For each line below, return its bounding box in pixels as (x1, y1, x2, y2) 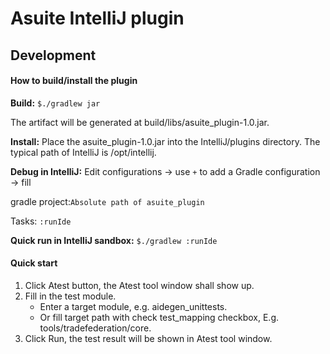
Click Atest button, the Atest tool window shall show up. (24, 279, 255, 291)
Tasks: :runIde (10, 215, 72, 227)
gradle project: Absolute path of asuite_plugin (10, 195, 205, 207)
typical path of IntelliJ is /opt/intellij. (10, 146, 157, 158)
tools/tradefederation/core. (39, 322, 152, 334)
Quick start (10, 257, 58, 269)
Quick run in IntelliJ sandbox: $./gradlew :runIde (10, 234, 218, 246)
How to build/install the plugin (10, 75, 138, 87)
